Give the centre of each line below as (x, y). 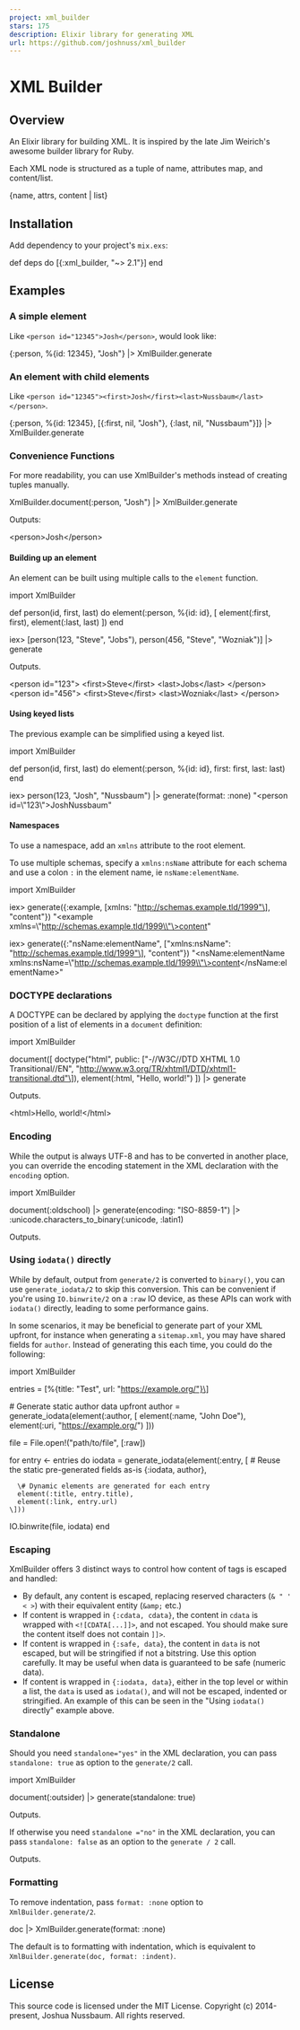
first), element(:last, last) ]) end (66, 622)
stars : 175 (30, 26)
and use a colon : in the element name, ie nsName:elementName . (124, 872)
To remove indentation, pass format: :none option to (107, 1902)
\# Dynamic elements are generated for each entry (114, 1486)
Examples (37, 291)
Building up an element (53, 557)
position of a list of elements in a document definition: (106, 1025)
